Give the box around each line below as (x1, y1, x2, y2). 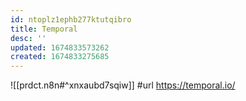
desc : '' (10, 33, 47, 43)
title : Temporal (10, 24, 78, 34)
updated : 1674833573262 (10, 42, 110, 53)
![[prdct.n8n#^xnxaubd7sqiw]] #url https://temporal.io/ (10, 79, 236, 91)
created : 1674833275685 (10, 52, 110, 62)
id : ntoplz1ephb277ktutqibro (10, 14, 132, 25)
